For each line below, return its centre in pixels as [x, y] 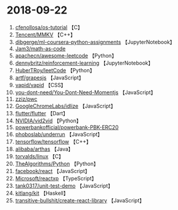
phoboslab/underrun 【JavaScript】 [59, 134]
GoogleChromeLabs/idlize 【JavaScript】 [66, 106]
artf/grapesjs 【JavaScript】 [50, 78]
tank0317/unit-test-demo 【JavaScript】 [64, 185]
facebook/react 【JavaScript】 [53, 171]
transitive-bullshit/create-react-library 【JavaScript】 [80, 200]
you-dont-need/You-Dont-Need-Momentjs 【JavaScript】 [85, 92]
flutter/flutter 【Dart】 [41, 113]
